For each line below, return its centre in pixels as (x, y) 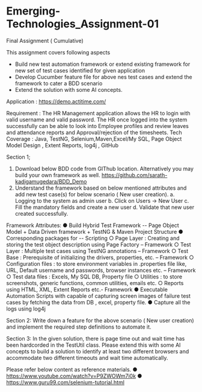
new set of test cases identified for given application (80, 70)
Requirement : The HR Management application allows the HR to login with (98, 113)
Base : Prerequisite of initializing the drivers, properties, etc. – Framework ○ (100, 257)
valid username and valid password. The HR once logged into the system (97, 120)
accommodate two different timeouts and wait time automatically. (87, 358)
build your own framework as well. (57, 175)
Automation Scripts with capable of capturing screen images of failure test (99, 296)
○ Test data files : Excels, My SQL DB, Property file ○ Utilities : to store (94, 277)
